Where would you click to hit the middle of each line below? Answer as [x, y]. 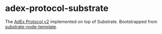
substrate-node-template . [31, 26]
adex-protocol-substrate [57, 8]
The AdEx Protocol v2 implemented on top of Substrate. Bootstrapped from [81, 22]
